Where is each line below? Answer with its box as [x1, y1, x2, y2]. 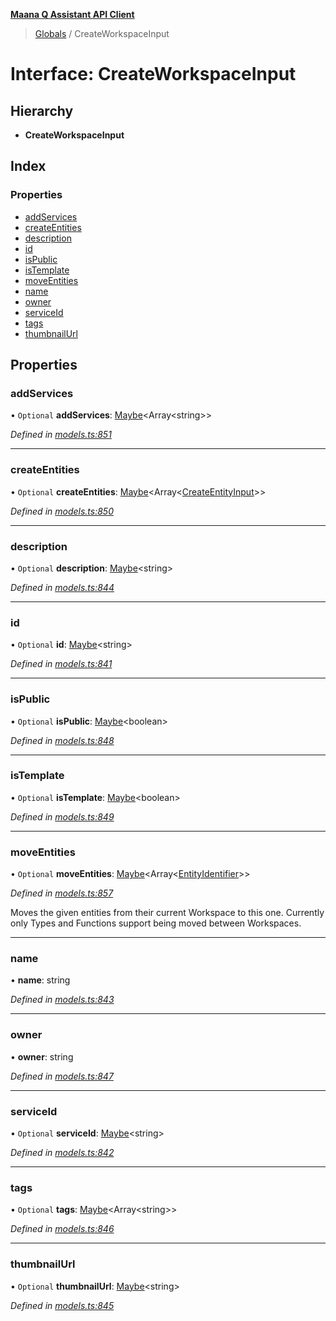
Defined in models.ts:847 [10, 1070, 114, 1082]
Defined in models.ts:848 [10, 734, 115, 746]
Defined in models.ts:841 [10, 658, 113, 670]
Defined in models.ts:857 [10, 887, 114, 899]
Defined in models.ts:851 [10, 429, 112, 441]
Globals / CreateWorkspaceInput [34, 28, 170, 39]
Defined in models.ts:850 [10, 505, 114, 517]
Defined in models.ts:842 [10, 1147, 115, 1159]
